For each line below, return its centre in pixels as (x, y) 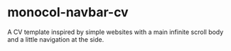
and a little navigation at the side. (56, 39)
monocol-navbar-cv (68, 12)
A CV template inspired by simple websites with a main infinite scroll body (116, 32)
